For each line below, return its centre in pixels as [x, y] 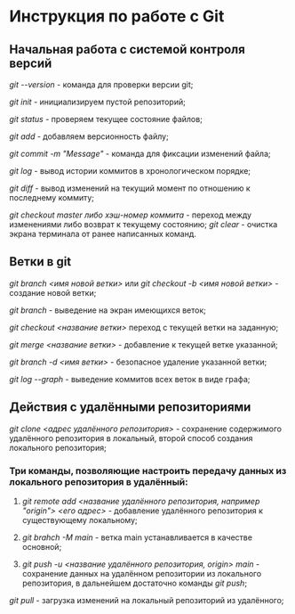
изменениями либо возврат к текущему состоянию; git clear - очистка [144, 224]
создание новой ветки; [53, 292]
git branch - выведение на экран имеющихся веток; [108, 310]
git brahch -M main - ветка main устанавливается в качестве [137, 537]
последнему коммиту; [52, 197]
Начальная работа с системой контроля [128, 49]
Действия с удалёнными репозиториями [130, 407]
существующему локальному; [80, 520]
